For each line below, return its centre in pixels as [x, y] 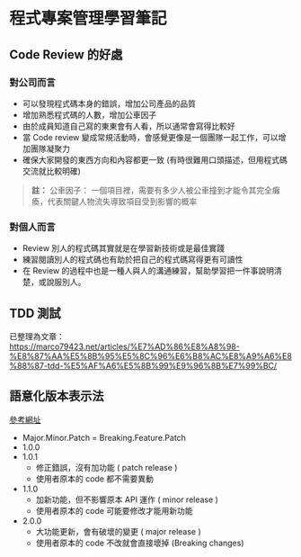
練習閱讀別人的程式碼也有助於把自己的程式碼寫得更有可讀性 [133, 260]
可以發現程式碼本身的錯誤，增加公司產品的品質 [109, 103]
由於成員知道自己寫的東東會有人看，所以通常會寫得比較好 [128, 126]
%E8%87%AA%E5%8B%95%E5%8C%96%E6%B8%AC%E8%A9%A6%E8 [150, 355]
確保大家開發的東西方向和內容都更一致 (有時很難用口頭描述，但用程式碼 [155, 159]
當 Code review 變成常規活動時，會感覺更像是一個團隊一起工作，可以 [150, 137]
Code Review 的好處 [66, 54]
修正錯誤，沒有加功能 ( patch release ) [106, 467]
